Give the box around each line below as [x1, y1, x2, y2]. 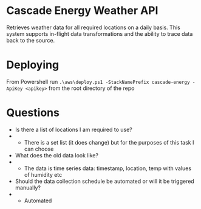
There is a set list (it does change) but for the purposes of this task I [24, 139, 194, 146]
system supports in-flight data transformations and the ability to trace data [6, 30, 193, 37]
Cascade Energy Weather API [6, 4, 158, 18]
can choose [24, 145, 54, 152]
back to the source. [6, 36, 55, 44]
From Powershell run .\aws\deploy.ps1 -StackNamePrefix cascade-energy [6, 78, 190, 85]
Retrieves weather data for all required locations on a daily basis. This [6, 24, 180, 31]
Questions [6, 106, 60, 120]
